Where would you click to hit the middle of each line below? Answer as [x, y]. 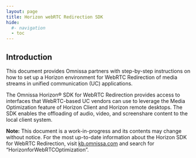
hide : [13, 22]
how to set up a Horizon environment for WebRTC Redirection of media [92, 77]
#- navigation [28, 28]
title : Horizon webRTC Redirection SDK [55, 17]
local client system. [29, 119]
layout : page [22, 11]
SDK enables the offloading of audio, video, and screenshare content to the [97, 113]
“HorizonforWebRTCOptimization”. [47, 149]
